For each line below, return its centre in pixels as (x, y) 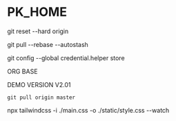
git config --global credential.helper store (66, 58)
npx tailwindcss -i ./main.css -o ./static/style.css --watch (88, 110)
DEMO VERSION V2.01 (39, 84)
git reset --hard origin (38, 31)
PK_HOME (37, 12)
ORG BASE (22, 71)
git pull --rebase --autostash (48, 44)
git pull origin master (41, 97)
